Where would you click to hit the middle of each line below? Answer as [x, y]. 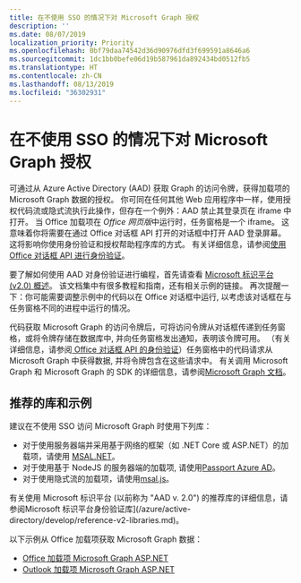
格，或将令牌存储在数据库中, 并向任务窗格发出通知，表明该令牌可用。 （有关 [150, 339]
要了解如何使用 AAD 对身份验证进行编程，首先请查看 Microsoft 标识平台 [142, 275]
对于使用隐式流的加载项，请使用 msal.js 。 [98, 479]
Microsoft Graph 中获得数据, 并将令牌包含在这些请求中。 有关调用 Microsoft [149, 361]
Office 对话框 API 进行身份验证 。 [69, 255]
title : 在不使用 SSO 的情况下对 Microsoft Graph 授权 [104, 17]
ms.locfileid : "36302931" [57, 92]
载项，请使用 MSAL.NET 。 [71, 457]
